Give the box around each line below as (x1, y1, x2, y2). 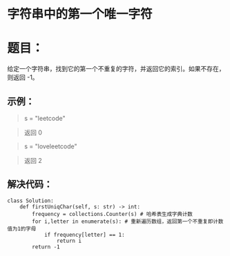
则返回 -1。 (7, 73, 39, 81)
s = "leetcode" (23, 114, 66, 122)
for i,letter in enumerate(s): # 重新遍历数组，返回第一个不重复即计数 (32, 218, 224, 225)
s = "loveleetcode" (23, 142, 77, 150)
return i (56, 237, 82, 244)
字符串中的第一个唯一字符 (7, 6, 153, 22)
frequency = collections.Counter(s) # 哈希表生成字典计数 (32, 210, 193, 217)
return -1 (32, 243, 60, 250)
